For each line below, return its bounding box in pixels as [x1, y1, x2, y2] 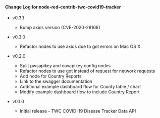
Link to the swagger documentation [19, 79, 93, 84]
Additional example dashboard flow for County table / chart [19, 84, 141, 90]
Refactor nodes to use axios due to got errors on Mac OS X [19, 43, 141, 49]
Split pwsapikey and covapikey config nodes [19, 63, 111, 69]
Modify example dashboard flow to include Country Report [19, 89, 140, 95]
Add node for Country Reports [19, 73, 82, 79]
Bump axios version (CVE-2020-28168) [19, 25, 101, 31]
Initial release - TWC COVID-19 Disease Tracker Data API [19, 108, 136, 114]
